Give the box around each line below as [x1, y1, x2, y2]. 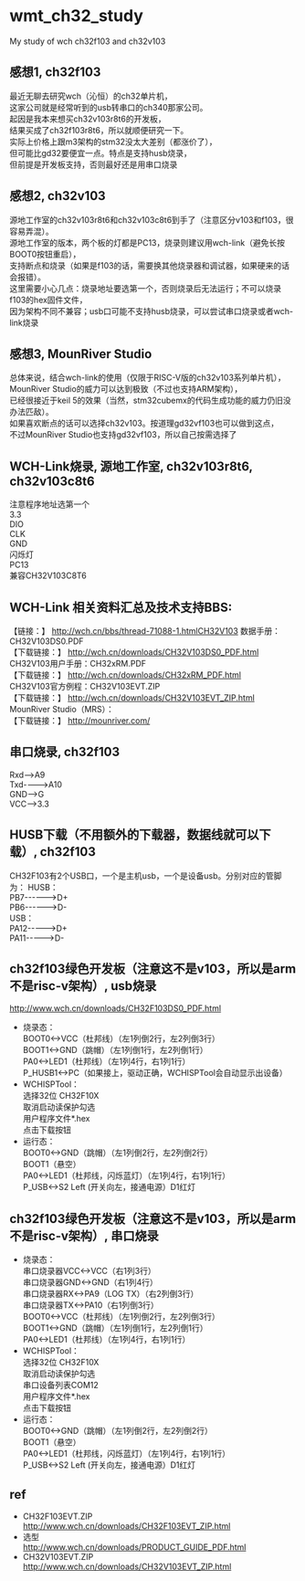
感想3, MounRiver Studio [9, 346, 152, 362]
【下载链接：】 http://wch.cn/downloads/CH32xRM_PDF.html [9, 669, 242, 680]
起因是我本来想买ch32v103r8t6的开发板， [9, 113, 166, 124]
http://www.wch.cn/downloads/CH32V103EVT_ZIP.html [22, 1561, 232, 1572]
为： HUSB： [9, 881, 58, 892]
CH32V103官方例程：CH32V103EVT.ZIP [9, 681, 161, 691]
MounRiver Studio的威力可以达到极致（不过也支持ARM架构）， [9, 384, 243, 395]
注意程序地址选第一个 [9, 499, 89, 510]
